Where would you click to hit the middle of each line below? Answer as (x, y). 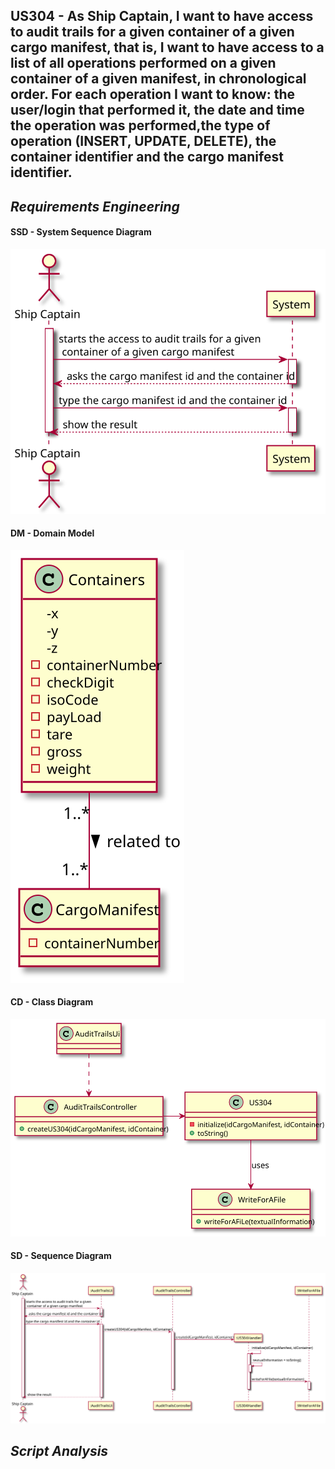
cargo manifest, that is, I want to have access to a (167, 47)
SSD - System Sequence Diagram (81, 232)
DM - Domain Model (52, 533)
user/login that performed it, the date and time (157, 110)
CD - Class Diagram (52, 1002)
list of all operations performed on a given (143, 63)
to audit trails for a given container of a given (152, 32)
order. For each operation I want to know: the (153, 94)
